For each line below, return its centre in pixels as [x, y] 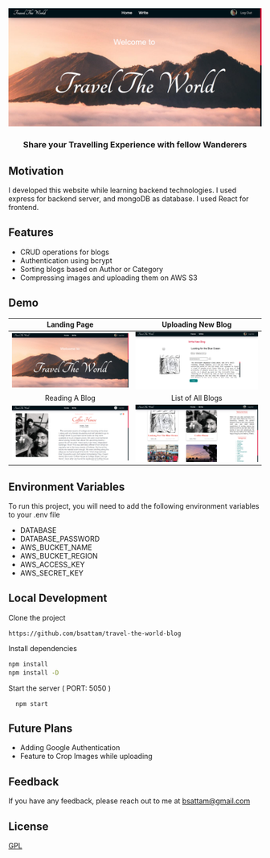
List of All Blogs [197, 398]
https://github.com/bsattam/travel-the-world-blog [95, 633]
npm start [32, 703]
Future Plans [41, 729]
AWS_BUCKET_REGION [59, 556]
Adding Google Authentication [70, 748]
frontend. [24, 207]
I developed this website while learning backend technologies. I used [123, 190]
